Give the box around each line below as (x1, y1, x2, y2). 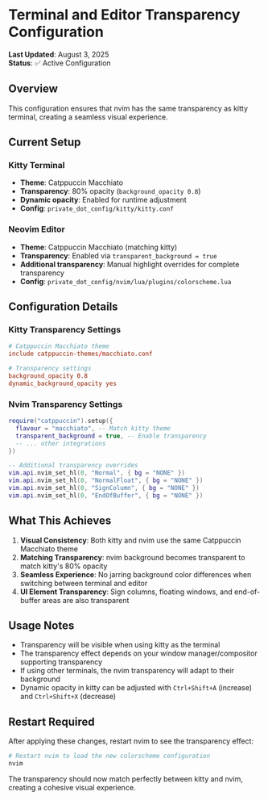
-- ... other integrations (15, 439, 106, 447)
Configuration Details (8, 300, 118, 314)
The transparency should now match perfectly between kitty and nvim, (8, 774, 244, 784)
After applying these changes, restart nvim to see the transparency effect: (8, 736, 254, 746)
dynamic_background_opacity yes (8, 379, 117, 387)
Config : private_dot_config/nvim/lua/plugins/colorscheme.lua (19, 276, 232, 286)
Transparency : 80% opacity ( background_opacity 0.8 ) (19, 186, 201, 196)
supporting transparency (19, 657, 103, 667)
